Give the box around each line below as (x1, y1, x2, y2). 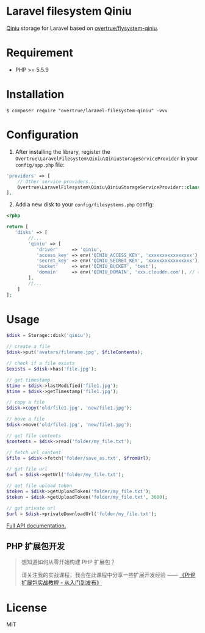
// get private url (6, 505, 56, 511)
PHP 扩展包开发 (6, 541, 65, 551)
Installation (6, 87, 65, 101)
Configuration (6, 128, 79, 142)
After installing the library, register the (15, 148, 111, 155)
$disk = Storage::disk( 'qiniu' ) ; (6, 333, 92, 339)
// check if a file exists (6, 360, 75, 367)
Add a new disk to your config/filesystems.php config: (15, 201, 154, 208)
